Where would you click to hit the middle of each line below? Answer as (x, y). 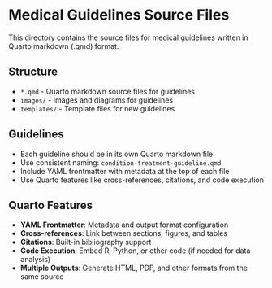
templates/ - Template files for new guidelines (97, 108)
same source (42, 277)
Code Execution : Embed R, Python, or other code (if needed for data (135, 251)
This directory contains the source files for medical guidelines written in (129, 37)
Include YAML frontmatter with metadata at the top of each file (125, 171)
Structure (33, 72)
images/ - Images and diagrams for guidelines (96, 100)
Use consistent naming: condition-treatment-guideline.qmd (121, 162)
